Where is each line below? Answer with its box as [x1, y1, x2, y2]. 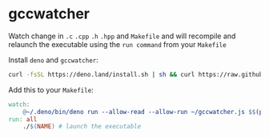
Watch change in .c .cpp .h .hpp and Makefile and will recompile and [8, 31, 236, 41]
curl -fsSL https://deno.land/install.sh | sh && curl [8, 70, 195, 78]
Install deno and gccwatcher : [8, 55, 98, 65]
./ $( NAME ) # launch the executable [22, 123, 142, 131]
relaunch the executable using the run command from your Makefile [8, 39, 227, 49]
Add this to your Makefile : [8, 85, 94, 94]
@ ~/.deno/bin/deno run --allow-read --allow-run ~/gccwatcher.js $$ [22, 108, 256, 116]
